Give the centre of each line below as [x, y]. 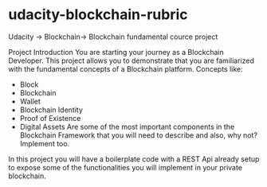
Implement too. [45, 143]
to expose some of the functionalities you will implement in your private [126, 167]
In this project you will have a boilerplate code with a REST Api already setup [134, 159]
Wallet [30, 101]
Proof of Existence [50, 118]
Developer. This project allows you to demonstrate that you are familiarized [132, 60]
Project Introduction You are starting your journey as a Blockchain [116, 52]
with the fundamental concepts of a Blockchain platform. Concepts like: [126, 68]
